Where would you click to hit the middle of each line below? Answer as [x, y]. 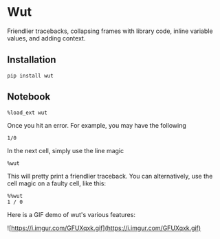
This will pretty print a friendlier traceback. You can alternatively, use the [110, 176]
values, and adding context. [46, 38]
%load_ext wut [27, 113]
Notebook [29, 97]
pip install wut [30, 76]
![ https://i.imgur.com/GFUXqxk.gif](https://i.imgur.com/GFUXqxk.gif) [104, 228]
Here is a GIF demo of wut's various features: [71, 214]
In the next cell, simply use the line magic [66, 150]
